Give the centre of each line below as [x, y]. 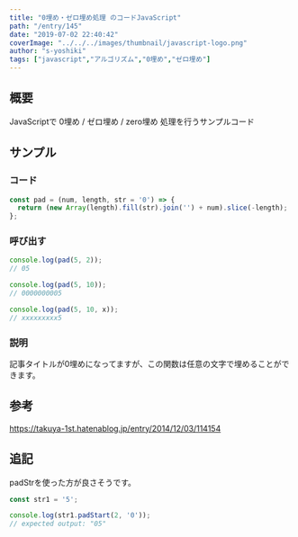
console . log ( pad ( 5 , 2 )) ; [56, 260]
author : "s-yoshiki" [48, 51]
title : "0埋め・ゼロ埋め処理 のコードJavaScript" [95, 18]
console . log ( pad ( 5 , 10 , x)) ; [64, 309]
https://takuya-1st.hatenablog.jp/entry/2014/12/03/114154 [115, 428]
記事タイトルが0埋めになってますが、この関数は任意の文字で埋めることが [145, 363]
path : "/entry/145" [46, 26]
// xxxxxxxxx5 [36, 318]
